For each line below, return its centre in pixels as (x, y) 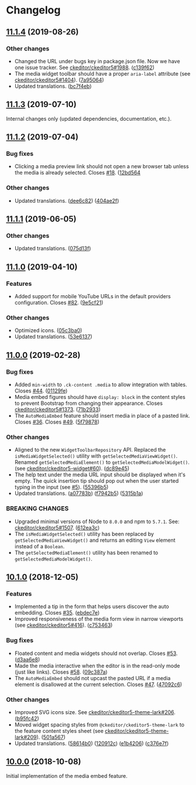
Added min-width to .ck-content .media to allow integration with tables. (101, 385)
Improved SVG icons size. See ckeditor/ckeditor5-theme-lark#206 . (95, 712)
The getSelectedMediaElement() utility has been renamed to (86, 552)
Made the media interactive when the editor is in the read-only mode (97, 665)
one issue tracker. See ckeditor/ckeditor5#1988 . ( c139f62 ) (85, 67)
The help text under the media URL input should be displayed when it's (100, 475)
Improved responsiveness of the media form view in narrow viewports (99, 619)
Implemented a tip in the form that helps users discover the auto (92, 606)
